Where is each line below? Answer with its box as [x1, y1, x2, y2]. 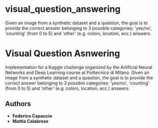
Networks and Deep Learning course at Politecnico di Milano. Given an [5, 69, 150, 75]
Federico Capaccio [12, 113, 53, 119]
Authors [5, 100, 31, 108]
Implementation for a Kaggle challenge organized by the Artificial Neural [5, 64, 153, 70]
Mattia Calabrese [12, 118, 49, 124]
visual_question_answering [5, 3, 121, 15]
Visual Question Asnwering [5, 48, 120, 59]
